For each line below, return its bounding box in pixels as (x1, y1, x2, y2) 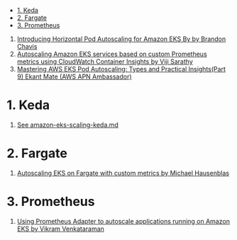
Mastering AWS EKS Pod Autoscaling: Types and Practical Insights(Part (16, 65, 226, 73)
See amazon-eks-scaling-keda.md (16, 120, 118, 129)
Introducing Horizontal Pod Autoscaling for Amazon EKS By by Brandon (16, 35, 226, 43)
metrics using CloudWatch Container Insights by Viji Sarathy (16, 57, 193, 66)
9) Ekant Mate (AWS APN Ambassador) (16, 72, 132, 81)
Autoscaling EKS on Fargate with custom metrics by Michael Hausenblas (16, 168, 230, 177)
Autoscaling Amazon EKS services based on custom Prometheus (16, 50, 207, 58)
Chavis (16, 42, 38, 50)
